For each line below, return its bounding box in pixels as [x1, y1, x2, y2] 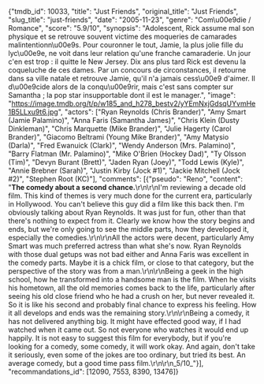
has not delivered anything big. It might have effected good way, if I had [8, 317, 242, 326]
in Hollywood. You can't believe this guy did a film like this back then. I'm [8, 199, 244, 208]
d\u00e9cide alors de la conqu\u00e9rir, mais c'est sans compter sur [8, 82, 234, 91]
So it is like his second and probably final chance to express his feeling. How [8, 300, 257, 309]
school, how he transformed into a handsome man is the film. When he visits [8, 275, 257, 284]
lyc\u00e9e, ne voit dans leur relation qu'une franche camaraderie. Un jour [8, 49, 251, 58]
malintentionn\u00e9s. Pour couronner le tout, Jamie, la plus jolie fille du [8, 40, 244, 50]
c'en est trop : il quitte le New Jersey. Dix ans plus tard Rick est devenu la [8, 57, 247, 66]
